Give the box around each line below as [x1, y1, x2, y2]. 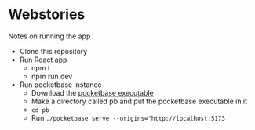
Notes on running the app [8, 31, 91, 41]
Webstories [8, 5, 86, 23]
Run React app [19, 55, 67, 64]
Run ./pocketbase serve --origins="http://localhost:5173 [31, 113, 226, 122]
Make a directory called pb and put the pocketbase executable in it [31, 96, 248, 106]
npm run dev [31, 71, 73, 81]
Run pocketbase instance [19, 80, 102, 89]
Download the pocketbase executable [31, 88, 155, 97]
